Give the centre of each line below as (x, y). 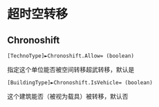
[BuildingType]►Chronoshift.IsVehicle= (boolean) (80, 83)
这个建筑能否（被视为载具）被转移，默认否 (68, 96)
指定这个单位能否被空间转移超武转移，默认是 (71, 69)
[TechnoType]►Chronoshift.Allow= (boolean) (71, 56)
